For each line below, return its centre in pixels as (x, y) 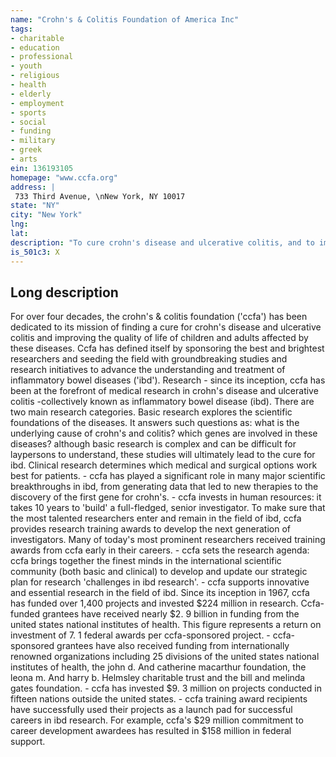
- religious (35, 76)
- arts (24, 159)
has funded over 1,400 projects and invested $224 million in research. (154, 603)
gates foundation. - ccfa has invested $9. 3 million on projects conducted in (166, 688)
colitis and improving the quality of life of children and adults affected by (159, 338)
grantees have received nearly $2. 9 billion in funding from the (170, 614)
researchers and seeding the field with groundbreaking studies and (149, 359)
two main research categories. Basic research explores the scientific (151, 412)
